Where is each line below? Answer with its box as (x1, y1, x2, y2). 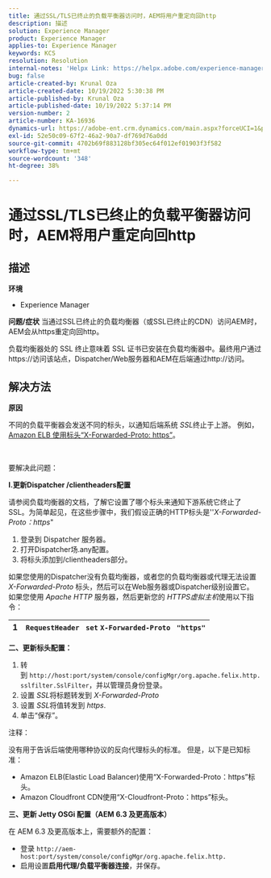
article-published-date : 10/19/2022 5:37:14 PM (8, 102, 172, 110)
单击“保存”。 (19, 710, 63, 720)
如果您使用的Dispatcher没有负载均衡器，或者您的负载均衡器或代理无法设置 (8, 571, 256, 581)
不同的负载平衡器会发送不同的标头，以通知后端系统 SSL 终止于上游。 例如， (8, 420, 259, 429)
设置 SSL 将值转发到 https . (19, 700, 106, 710)
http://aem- (35, 845, 77, 853)
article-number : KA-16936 (8, 117, 95, 125)
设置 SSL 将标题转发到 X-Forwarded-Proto (19, 690, 160, 700)
